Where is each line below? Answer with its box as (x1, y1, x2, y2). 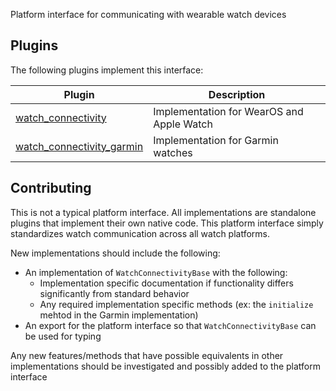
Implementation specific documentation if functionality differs (39, 277, 294, 289)
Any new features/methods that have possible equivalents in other (10, 349, 284, 361)
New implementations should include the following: (10, 247, 221, 259)
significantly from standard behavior (39, 287, 190, 299)
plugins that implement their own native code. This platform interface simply (10, 217, 324, 229)
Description (208, 87, 266, 101)
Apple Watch (153, 117, 213, 131)
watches (153, 145, 193, 159)
